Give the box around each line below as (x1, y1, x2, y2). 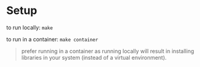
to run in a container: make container (6, 35, 99, 43)
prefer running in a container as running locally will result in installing (21, 47, 195, 55)
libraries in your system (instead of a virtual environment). (21, 54, 167, 61)
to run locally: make (6, 24, 53, 31)
